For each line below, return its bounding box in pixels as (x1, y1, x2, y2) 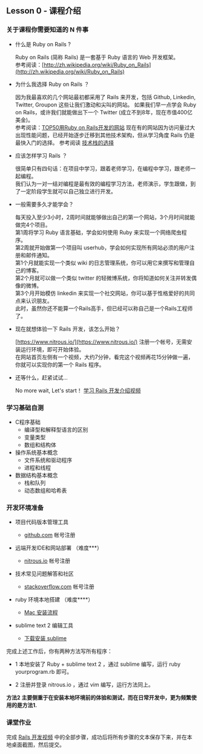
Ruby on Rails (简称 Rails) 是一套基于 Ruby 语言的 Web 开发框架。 (15, 54, 179, 61)
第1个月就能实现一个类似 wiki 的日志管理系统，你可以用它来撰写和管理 (15, 259, 190, 266)
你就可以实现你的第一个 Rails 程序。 (15, 361, 105, 368)
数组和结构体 (24, 441, 56, 448)
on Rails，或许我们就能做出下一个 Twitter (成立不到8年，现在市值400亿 (15, 108, 193, 116)
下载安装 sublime (24, 635, 67, 642)
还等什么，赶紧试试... (15, 373, 68, 381)
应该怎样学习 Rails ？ (15, 151, 68, 159)
